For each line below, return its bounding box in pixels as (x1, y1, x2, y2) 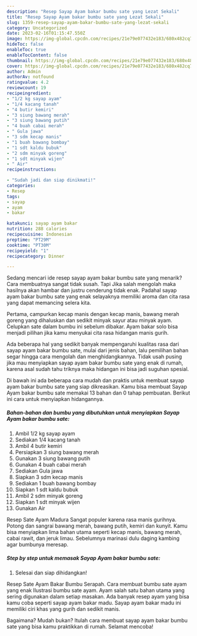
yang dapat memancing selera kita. (6, 300, 91, 307)
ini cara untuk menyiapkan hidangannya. (6, 396, 104, 403)
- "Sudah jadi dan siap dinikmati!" (6, 177, 96, 183)
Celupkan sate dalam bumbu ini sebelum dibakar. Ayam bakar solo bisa (6, 323, 178, 330)
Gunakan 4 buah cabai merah (15, 461, 87, 468)
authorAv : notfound (6, 74, 54, 80)
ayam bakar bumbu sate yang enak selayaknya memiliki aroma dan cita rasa (6, 293, 190, 300)
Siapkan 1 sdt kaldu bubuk (15, 486, 78, 493)
